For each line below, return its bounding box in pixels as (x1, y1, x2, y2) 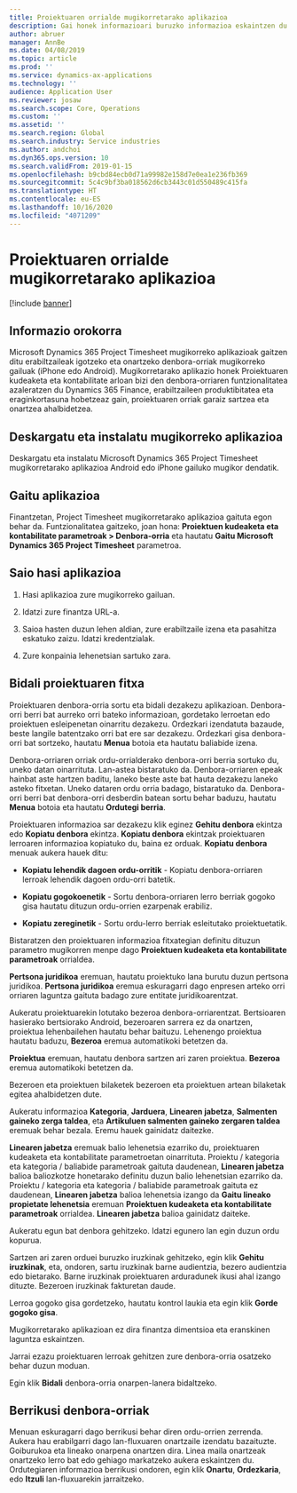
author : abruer (9, 29, 66, 38)
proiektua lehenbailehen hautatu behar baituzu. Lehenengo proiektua (9, 1026, 262, 1036)
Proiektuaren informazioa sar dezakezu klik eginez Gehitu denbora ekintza (9, 819, 283, 830)
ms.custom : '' (9, 112, 62, 121)
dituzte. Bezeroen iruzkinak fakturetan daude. (9, 1280, 176, 1290)
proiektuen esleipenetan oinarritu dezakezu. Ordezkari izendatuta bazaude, (9, 719, 285, 729)
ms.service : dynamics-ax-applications (9, 71, 152, 80)
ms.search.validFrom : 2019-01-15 (9, 162, 133, 171)
